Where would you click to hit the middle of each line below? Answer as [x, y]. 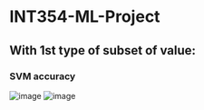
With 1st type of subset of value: [103, 50]
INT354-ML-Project [85, 17]
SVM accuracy [43, 76]
